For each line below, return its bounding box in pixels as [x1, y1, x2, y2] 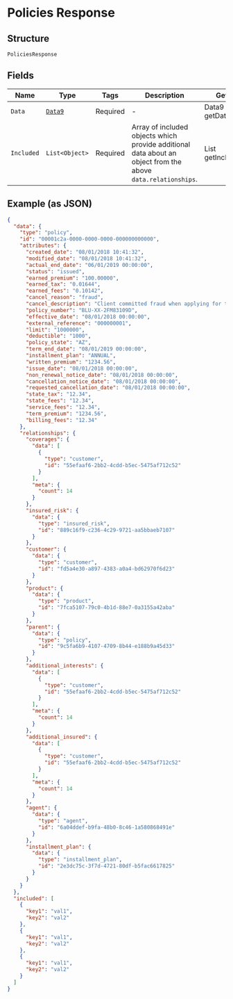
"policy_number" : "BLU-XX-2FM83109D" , [25, 307, 138, 314]
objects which [131, 131, 178, 140]
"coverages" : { [25, 436, 70, 443]
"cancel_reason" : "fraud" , [25, 294, 104, 301]
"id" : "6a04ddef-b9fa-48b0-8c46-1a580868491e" [37, 824, 175, 831]
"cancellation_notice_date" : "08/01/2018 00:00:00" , [25, 377, 182, 385]
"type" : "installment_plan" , [37, 856, 123, 863]
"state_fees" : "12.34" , [25, 398, 95, 405]
